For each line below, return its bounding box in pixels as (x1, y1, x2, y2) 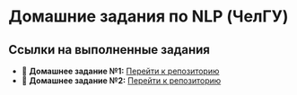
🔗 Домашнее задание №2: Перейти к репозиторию (21, 75, 222, 86)
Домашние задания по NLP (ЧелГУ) (8, 6, 289, 27)
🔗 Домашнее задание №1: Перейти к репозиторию (21, 65, 220, 76)
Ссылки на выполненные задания (8, 42, 210, 57)
